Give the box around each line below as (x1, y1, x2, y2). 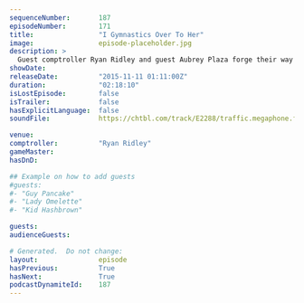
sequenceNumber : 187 (9, 13, 111, 23)
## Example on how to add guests (9, 172, 136, 181)
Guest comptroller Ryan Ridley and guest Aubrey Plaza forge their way (17, 55, 294, 64)
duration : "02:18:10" (9, 80, 140, 90)
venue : (9, 130, 34, 140)
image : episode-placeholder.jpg (9, 38, 193, 48)
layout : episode (9, 255, 128, 264)
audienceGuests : (9, 231, 71, 240)
